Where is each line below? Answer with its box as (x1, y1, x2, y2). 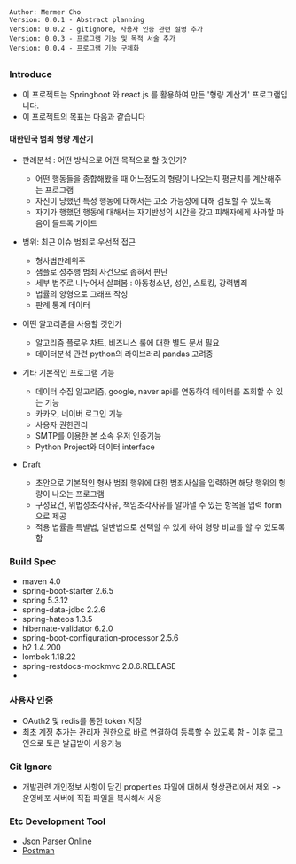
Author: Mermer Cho (9, 8, 82, 17)
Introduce (9, 67, 52, 80)
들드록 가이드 (51, 218, 97, 229)
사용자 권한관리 (35, 419, 89, 430)
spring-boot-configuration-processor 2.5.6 (21, 632, 179, 642)
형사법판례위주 (35, 255, 86, 266)
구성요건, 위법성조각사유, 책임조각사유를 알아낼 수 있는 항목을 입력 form (35, 500, 282, 510)
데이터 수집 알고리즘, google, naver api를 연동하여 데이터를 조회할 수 (35, 386, 274, 397)
